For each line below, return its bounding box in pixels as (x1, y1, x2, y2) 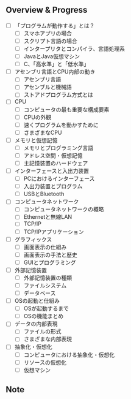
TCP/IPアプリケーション (23, 228, 84, 235)
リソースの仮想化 (23, 359, 66, 366)
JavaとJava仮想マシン (23, 53, 80, 60)
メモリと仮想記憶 (14, 136, 58, 143)
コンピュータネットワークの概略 (23, 205, 104, 213)
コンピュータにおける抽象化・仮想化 (23, 351, 115, 358)
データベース (23, 289, 56, 297)
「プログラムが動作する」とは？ (14, 21, 95, 29)
